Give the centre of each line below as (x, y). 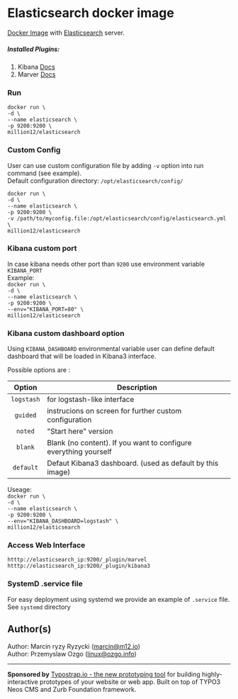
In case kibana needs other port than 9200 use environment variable (106, 264)
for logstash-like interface (91, 400)
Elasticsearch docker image (91, 13)
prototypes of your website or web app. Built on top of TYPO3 (130, 681)
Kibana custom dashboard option (66, 333)
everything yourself (79, 452)
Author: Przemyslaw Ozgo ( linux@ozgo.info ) (72, 654)
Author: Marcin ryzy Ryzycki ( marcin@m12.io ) (74, 646)
